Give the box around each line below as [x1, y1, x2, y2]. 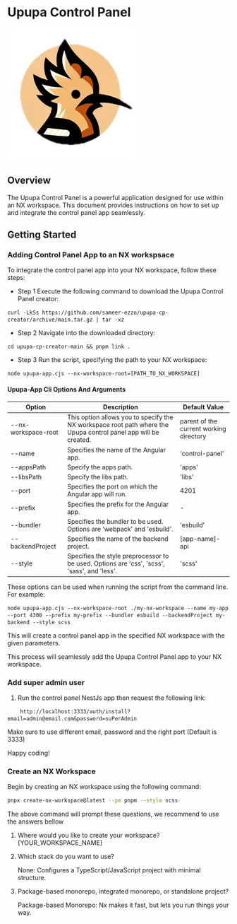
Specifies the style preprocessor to [66, 552, 169, 561]
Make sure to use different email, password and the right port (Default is [7, 727, 217, 736]
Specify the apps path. [66, 462, 133, 471]
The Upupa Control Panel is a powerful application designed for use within [7, 193, 224, 201]
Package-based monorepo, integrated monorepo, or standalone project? [17, 887, 229, 896]
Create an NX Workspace [7, 766, 97, 776]
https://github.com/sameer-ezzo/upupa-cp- [42, 309, 169, 317]
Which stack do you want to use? [17, 853, 114, 861]
